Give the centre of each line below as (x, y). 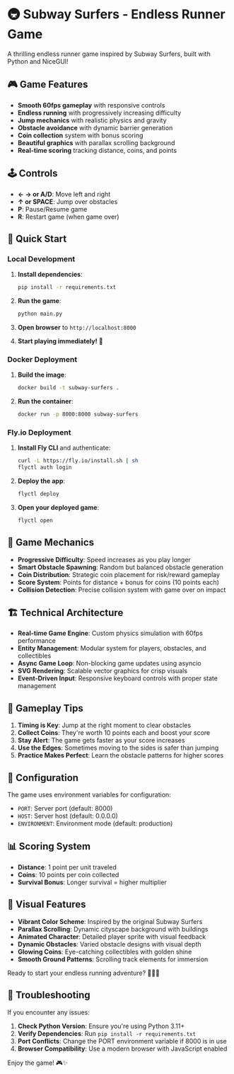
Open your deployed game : (58, 507)
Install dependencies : (50, 275)
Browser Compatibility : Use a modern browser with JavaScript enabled (122, 1049)
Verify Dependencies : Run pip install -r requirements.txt (107, 1033)
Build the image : (42, 375)
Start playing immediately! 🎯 (60, 341)
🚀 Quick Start (37, 239)
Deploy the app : (41, 481)
